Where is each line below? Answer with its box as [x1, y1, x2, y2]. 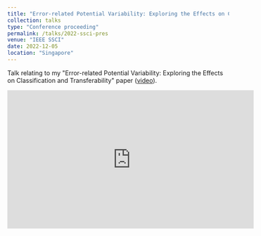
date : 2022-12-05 [7, 43, 58, 50]
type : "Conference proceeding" [7, 23, 99, 30]
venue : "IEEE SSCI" [7, 37, 65, 44]
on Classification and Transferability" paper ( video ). [7, 76, 158, 84]
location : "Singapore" [7, 50, 74, 57]
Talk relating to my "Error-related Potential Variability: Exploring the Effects [7, 68, 224, 77]
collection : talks [7, 17, 61, 24]
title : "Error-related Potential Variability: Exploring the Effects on [7, 10, 225, 18]
